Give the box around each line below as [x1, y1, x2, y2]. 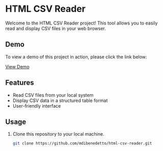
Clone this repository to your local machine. [12, 131, 104, 137]
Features [5, 79, 34, 87]
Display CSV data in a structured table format [12, 97, 108, 104]
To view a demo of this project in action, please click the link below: [5, 54, 147, 60]
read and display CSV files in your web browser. [5, 25, 106, 31]
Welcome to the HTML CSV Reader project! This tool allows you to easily [5, 20, 158, 26]
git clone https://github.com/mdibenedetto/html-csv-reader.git [12, 141, 152, 146]
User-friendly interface [12, 103, 61, 109]
